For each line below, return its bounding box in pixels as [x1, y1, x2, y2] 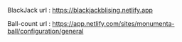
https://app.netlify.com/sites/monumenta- [52, 20, 175, 27]
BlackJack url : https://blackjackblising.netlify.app [7, 6, 153, 14]
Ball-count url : [7, 20, 51, 27]
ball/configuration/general [7, 27, 84, 35]
